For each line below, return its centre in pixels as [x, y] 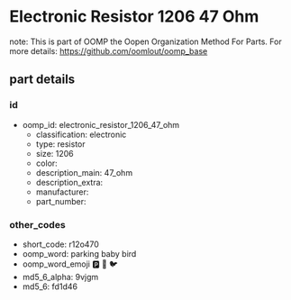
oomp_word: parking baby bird [79, 253]
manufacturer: [62, 192]
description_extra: [69, 182]
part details [42, 80]
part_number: [61, 201]
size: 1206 [55, 153]
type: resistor [60, 144]
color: [47, 163]
